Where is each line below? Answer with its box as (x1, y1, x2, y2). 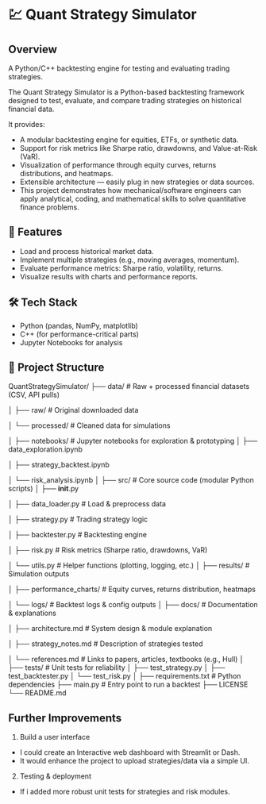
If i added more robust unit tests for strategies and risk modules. (19, 787, 230, 797)
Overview (8, 42, 58, 56)
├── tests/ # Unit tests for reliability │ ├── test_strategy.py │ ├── (8, 663, 226, 672)
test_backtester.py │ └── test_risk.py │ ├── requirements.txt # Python (8, 671, 241, 681)
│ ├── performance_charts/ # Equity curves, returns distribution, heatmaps (8, 584, 256, 594)
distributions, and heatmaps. (19, 169, 114, 178)
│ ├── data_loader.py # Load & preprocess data (8, 499, 167, 509)
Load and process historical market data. (19, 246, 154, 256)
